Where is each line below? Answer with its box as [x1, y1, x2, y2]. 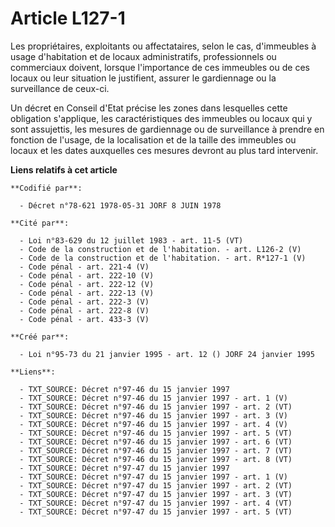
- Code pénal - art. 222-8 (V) [19, 305, 150, 316]
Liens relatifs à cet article [10, 163, 118, 176]
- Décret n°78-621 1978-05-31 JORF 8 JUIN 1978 [19, 200, 222, 211]
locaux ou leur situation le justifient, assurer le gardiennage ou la [10, 72, 277, 84]
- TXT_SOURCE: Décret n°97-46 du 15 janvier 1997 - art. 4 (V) [19, 419, 288, 429]
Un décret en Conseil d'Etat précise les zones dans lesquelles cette [10, 102, 288, 114]
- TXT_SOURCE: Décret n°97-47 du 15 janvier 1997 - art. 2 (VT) [19, 480, 293, 491]
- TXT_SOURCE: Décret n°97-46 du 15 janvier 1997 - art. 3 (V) [19, 410, 288, 421]
